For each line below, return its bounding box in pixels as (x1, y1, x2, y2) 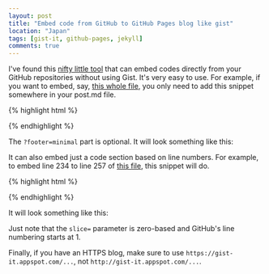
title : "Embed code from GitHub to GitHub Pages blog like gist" (8, 19, 233, 27)
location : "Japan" (8, 27, 70, 35)
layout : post (8, 11, 53, 20)
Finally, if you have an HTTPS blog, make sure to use (8, 248, 185, 258)
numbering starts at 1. (8, 232, 81, 242)
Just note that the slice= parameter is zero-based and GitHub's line (8, 224, 235, 234)
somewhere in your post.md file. (8, 90, 116, 99)
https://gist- (186, 250, 233, 258)
